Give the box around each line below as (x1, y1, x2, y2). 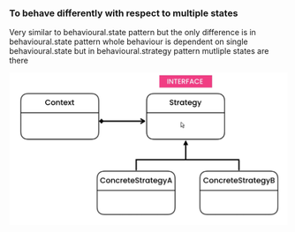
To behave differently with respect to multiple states (9, 7, 238, 19)
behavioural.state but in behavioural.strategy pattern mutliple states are (9, 46, 269, 56)
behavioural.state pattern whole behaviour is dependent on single (9, 36, 249, 47)
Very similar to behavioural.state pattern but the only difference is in (9, 27, 256, 38)
